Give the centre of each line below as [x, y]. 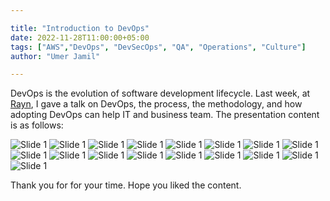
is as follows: [37, 125]
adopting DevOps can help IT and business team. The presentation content [165, 115]
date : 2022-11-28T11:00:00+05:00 [80, 37]
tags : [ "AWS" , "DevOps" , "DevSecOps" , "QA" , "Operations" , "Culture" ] [158, 47]
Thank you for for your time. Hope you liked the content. [126, 185]
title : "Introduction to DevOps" [80, 28]
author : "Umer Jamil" [55, 56]
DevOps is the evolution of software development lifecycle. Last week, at [160, 93]
